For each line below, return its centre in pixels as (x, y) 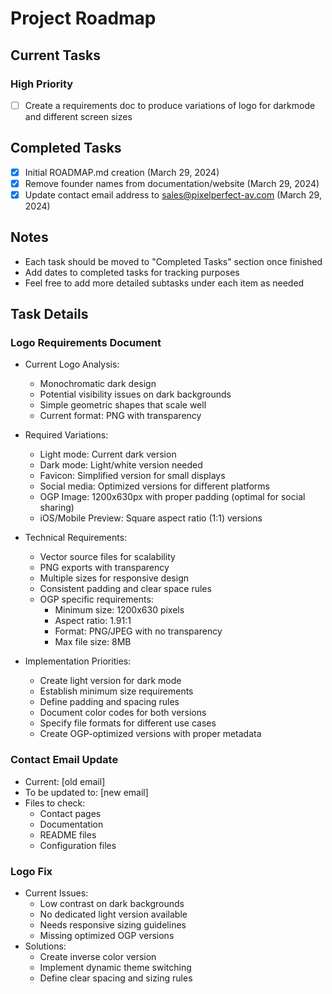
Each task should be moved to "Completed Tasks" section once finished (173, 261)
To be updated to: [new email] (86, 792)
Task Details (49, 314)
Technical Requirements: (76, 538)
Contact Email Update (64, 760)
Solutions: (45, 946)
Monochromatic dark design (98, 384)
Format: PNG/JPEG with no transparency (138, 631)
